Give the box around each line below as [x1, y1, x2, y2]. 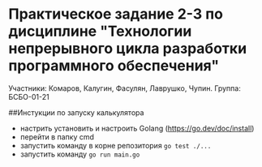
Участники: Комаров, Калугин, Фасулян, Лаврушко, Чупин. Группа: [8, 83, 241, 93]
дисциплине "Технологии [8, 22, 192, 41]
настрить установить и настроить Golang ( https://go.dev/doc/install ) [19, 123, 255, 133]
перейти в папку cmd [19, 131, 95, 142]
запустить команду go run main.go [19, 149, 140, 159]
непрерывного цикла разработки [8, 40, 247, 58]
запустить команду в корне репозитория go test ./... [19, 140, 212, 150]
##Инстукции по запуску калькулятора [8, 107, 144, 118]
